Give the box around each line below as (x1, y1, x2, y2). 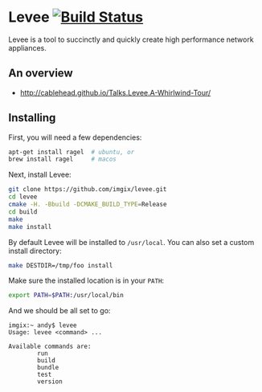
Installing (8, 111, 56, 125)
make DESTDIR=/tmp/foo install (8, 261, 113, 269)
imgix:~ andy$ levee (8, 321, 78, 329)
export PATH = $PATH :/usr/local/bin (8, 292, 125, 300)
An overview (8, 67, 74, 80)
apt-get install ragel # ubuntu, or (8, 148, 135, 156)
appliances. (8, 43, 47, 52)
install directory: (8, 246, 62, 255)
